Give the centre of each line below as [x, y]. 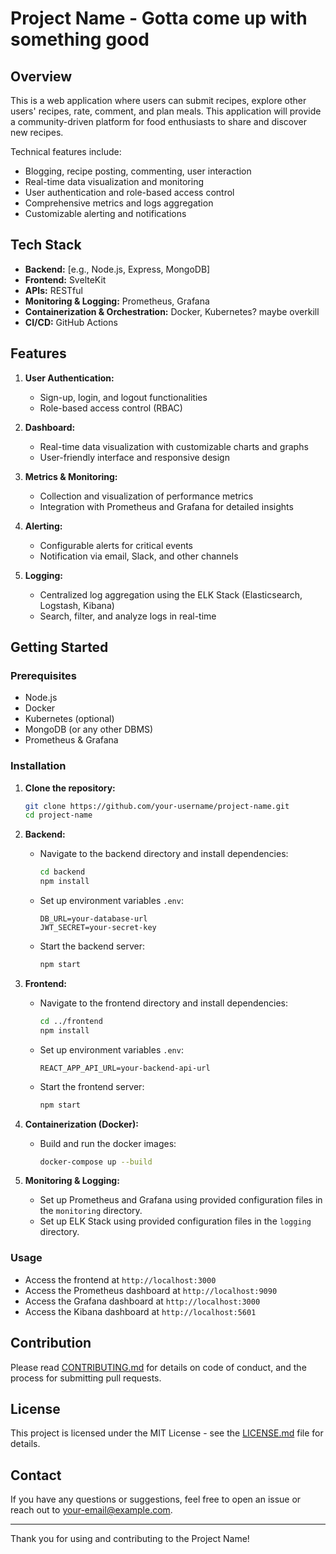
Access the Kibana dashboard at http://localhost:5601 [140, 1311]
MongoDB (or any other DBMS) [89, 729]
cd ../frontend [71, 1021]
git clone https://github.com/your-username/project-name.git [157, 806]
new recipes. [37, 132]
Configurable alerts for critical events [116, 545]
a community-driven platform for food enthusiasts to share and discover [158, 121]
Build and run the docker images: [108, 1143]
